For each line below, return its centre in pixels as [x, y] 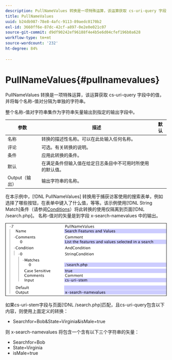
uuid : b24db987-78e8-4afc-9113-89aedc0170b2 [53, 21]
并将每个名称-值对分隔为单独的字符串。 [47, 101]
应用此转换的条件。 [61, 155]
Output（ [17, 178]
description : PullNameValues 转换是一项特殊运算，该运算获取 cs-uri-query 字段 [86, 11]
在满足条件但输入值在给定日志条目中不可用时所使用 [95, 163]
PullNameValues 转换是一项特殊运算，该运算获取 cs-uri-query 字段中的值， [85, 95]
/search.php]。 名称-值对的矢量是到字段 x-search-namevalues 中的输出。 [83, 215]
